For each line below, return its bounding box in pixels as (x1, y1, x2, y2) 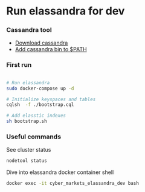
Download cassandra (14, 39, 68, 46)
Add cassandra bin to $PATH (14, 46, 87, 53)
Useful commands (6, 132, 62, 141)
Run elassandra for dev (6, 4, 125, 18)
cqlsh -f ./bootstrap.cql (6, 102, 74, 108)
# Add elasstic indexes (6, 113, 66, 119)
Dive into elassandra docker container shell (6, 169, 114, 176)
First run (6, 61, 32, 69)
